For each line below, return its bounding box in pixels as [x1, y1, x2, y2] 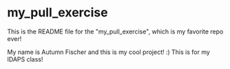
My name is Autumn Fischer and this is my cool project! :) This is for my [7, 48, 210, 56]
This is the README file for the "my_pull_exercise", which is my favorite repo [7, 27, 224, 36]
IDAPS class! [7, 55, 43, 63]
